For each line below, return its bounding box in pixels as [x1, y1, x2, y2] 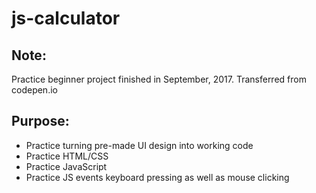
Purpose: [11, 113, 70, 130]
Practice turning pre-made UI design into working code [25, 139, 254, 151]
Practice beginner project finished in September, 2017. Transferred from [11, 73, 307, 85]
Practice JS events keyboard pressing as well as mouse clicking [25, 171, 290, 183]
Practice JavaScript [25, 160, 108, 172]
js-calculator [11, 7, 121, 30]
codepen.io [11, 84, 58, 96]
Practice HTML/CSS [25, 150, 109, 162]
